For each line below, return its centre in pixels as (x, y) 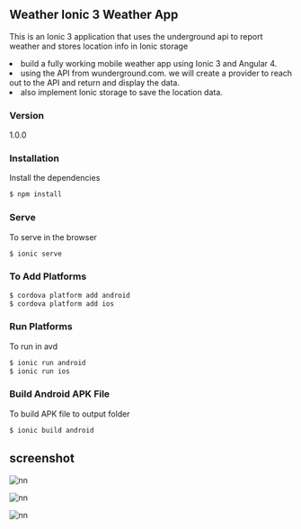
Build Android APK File (60, 394)
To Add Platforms (48, 276)
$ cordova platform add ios (62, 304)
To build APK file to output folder (70, 414)
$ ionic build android (52, 430)
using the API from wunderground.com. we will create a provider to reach (157, 73)
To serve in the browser (53, 237)
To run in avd (34, 346)
